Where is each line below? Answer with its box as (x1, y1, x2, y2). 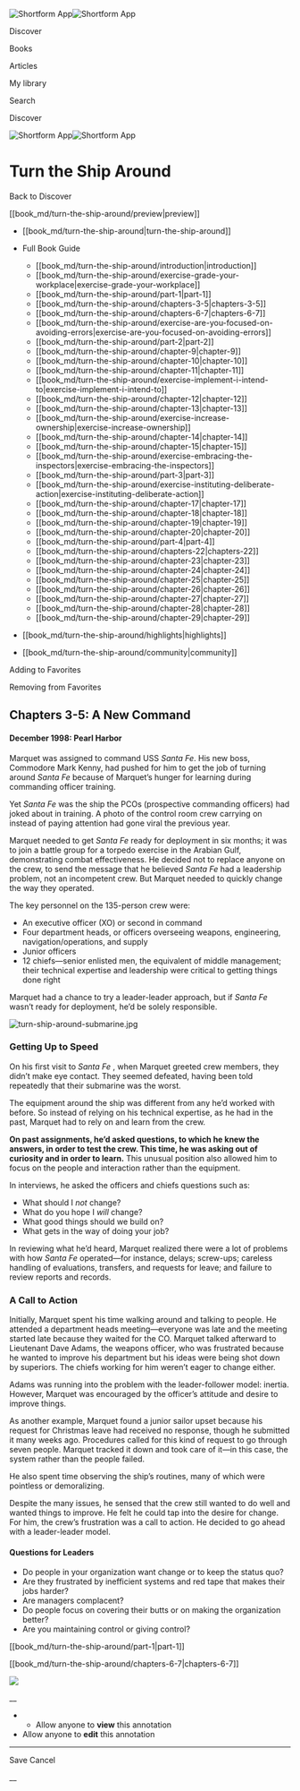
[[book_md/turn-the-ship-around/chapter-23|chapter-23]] (35, 555, 250, 566)
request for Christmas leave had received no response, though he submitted (9, 1425, 290, 1436)
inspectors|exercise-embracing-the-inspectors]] (35, 459, 215, 470)
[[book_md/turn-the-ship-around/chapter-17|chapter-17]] (35, 498, 247, 509)
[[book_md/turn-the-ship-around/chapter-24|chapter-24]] (35, 564, 251, 575)
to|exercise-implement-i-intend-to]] (35, 383, 168, 394)
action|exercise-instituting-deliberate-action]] (35, 488, 204, 499)
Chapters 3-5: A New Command (9, 707, 191, 723)
